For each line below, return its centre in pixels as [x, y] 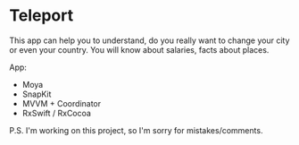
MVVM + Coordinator [62, 103]
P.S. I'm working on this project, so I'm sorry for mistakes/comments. [136, 130]
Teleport [42, 16]
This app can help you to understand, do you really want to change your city [149, 40]
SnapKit [37, 94]
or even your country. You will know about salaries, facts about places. [139, 49]
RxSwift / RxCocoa [57, 113]
